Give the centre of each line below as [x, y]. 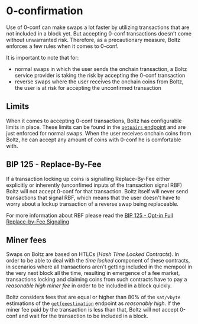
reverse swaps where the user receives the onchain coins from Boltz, [99, 82]
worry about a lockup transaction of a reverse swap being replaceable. [92, 204]
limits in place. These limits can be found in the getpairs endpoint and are [96, 127]
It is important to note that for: [43, 57]
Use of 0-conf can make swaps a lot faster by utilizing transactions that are [98, 27]
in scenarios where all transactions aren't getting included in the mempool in [99, 267]
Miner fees [27, 240]
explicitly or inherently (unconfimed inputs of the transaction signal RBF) [94, 185]
